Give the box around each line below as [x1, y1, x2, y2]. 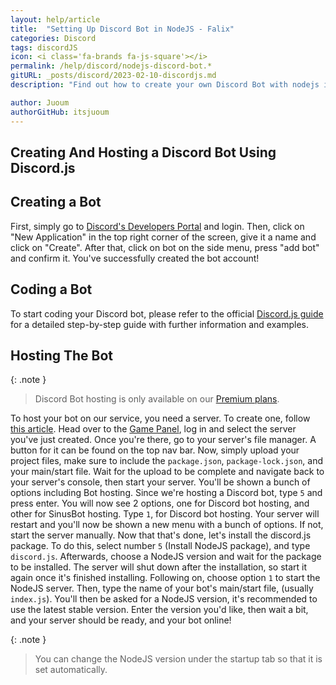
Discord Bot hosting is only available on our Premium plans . [34, 393, 280, 405]
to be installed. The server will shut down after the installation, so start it [10, 561, 308, 573]
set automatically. [34, 664, 108, 676]
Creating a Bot [10, 194, 102, 211]
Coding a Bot [10, 281, 93, 298]
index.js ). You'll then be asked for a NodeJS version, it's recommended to [10, 593, 318, 605]
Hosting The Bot [10, 347, 114, 364]
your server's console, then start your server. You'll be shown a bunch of [10, 476, 311, 488]
